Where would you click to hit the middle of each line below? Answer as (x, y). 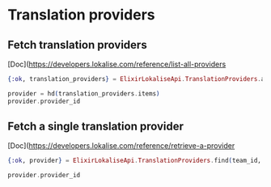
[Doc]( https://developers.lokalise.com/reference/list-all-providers (117, 64)
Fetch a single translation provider (95, 127)
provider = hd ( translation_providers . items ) (84, 93)
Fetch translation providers (77, 45)
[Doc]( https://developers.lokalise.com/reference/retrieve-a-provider (121, 146)
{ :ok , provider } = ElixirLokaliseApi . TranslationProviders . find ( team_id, (135, 161)
